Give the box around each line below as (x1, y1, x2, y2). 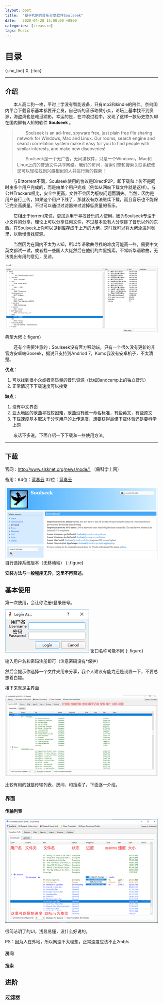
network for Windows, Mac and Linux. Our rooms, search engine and (16, 135, 155, 141)
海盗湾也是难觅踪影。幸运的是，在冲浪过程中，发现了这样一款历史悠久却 (13, 113, 158, 119)
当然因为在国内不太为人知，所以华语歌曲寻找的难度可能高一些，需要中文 (13, 241, 158, 247)
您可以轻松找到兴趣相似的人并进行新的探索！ (16, 168, 107, 173)
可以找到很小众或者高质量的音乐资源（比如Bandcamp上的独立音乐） (12, 377, 149, 383)
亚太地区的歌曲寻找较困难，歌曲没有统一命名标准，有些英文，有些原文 (12, 409, 153, 415)
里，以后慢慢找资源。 (5, 231, 48, 237)
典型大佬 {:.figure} (5, 334, 41, 340)
